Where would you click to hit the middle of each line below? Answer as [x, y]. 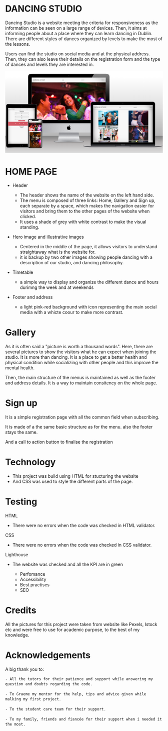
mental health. [20, 368]
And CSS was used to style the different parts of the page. [72, 482]
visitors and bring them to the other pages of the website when [85, 211]
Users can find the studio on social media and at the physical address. [77, 54]
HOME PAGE [31, 172]
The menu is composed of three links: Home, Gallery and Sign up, [88, 200]
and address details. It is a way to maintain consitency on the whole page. [81, 383]
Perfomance [32, 574]
